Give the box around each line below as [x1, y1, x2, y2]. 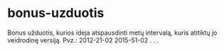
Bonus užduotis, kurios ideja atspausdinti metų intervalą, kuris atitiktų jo [7, 28, 218, 37]
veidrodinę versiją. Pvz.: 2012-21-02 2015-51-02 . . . [7, 35, 159, 44]
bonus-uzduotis [7, 5, 105, 21]
